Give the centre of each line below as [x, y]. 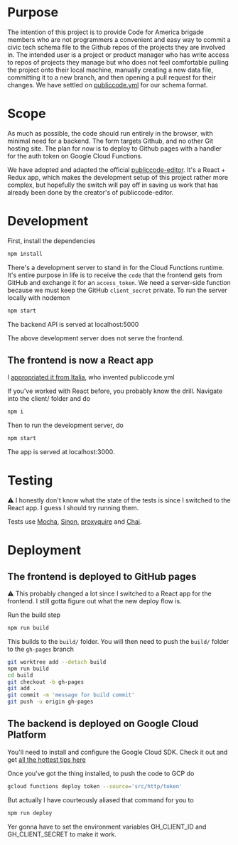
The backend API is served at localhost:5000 [73, 324]
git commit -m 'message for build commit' [71, 695]
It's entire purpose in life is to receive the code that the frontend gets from [115, 275]
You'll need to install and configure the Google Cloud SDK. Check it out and [118, 752]
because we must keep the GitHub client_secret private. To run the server [117, 290]
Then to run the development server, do [66, 425]
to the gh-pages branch [41, 649]
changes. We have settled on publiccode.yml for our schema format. [108, 85]
